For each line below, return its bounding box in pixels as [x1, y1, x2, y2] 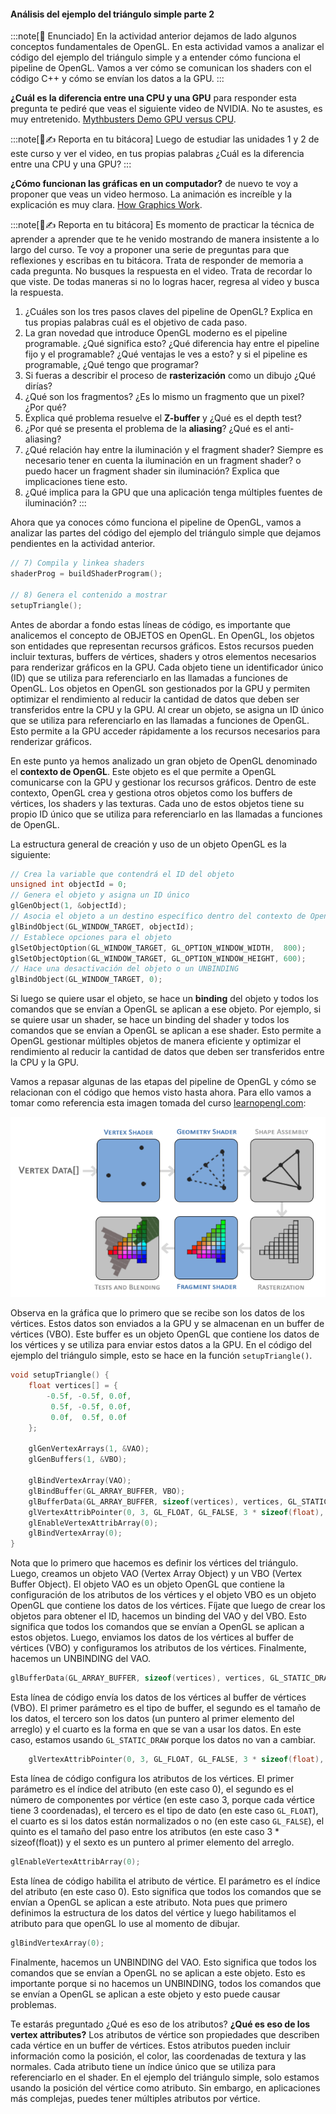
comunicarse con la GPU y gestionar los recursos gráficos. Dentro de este [10, 776, 317, 788]
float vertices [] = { [28, 1381, 118, 1391]
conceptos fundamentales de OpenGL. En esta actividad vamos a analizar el [10, 41, 325, 53]
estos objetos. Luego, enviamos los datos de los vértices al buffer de [10, 1631, 294, 1644]
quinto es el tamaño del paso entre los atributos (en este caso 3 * [10, 1825, 280, 1837]
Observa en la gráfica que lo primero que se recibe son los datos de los [10, 1307, 305, 1319]
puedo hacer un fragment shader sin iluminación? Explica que [24, 465, 280, 477]
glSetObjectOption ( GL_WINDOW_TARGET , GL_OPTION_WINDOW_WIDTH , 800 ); [10, 943, 307, 953]
